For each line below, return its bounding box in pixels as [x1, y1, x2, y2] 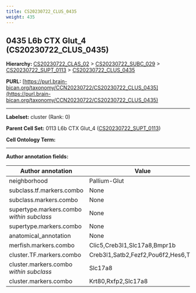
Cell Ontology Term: [6, 136, 56, 144]
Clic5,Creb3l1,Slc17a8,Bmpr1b [89, 241, 176, 250]
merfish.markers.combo [9, 241, 75, 250]
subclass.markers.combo [9, 196, 78, 204]
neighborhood [9, 177, 48, 185]
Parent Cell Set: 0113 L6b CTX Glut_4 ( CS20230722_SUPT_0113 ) [6, 125, 161, 132]
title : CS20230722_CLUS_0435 [6, 8, 77, 15]
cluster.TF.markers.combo [9, 251, 82, 259]
